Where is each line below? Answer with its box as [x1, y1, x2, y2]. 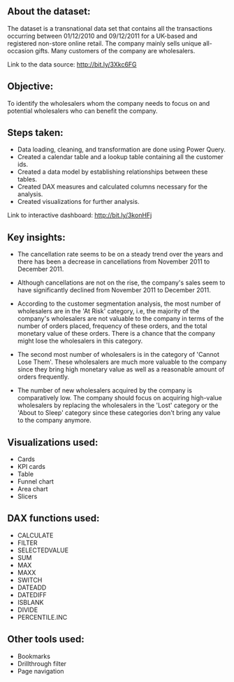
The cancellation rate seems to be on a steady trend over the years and [17, 250, 224, 259]
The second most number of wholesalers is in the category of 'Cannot [17, 350, 220, 359]
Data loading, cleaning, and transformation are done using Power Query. [17, 145, 226, 154]
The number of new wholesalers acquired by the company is [17, 386, 192, 395]
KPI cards [17, 463, 45, 471]
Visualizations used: [7, 436, 98, 448]
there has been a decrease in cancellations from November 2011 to [17, 257, 210, 266]
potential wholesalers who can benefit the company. [7, 107, 159, 115]
